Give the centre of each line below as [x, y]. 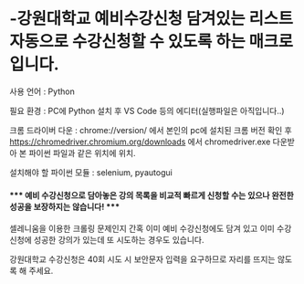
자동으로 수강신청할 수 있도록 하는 [127, 42]
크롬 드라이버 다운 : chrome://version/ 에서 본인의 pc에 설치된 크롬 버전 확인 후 [151, 130]
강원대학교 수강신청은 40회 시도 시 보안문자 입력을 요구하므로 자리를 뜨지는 [142, 259]
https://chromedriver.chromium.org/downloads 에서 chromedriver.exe [140, 142]
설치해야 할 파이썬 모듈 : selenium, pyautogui [91, 172]
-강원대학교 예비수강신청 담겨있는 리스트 [152, 19]
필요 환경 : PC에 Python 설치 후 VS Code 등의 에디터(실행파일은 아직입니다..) [147, 110]
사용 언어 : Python [42, 91]
